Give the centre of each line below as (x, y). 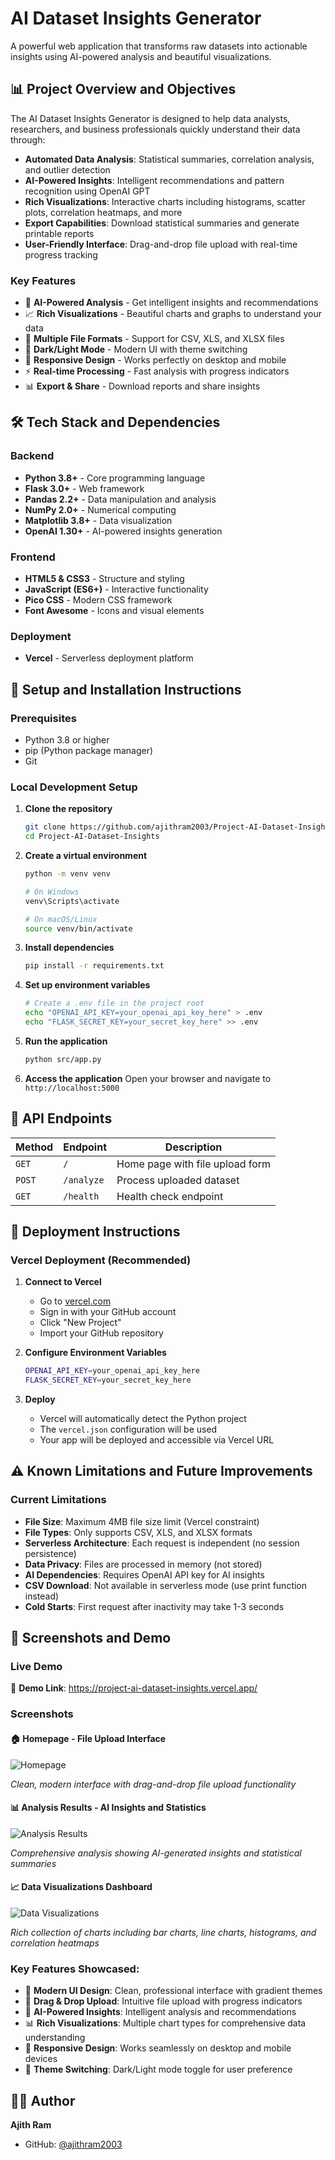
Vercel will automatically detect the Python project (143, 1419)
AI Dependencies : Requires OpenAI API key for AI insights (144, 1574)
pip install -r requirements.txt (94, 966)
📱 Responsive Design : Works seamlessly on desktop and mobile (158, 2048)
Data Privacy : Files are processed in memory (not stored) (143, 1564)
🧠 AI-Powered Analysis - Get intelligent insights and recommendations (171, 303)
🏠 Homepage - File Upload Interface (88, 1738)
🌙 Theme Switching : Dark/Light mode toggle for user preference (158, 2069)
